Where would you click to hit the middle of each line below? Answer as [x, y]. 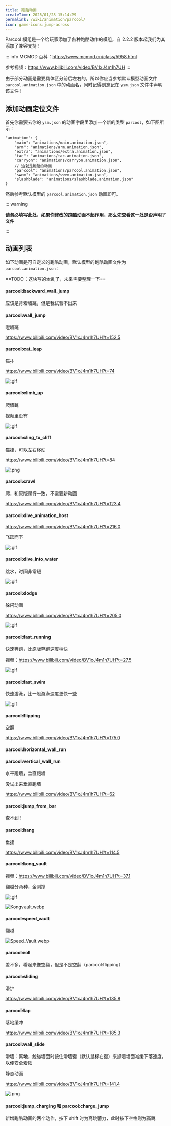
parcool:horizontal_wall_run [36, 749]
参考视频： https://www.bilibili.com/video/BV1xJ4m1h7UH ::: [68, 67]
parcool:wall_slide [25, 1044]
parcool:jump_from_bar [31, 806]
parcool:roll [18, 952]
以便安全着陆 [19, 1063]
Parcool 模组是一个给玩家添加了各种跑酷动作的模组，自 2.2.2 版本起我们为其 [86, 39]
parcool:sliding [22, 976]
